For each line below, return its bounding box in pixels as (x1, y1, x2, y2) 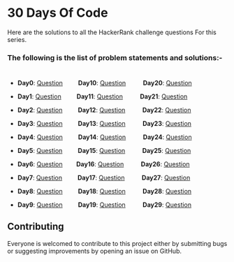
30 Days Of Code (7, 5, 108, 21)
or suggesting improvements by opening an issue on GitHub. (7, 247, 182, 255)
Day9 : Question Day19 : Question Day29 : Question (17, 201, 192, 209)
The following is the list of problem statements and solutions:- (7, 52, 223, 62)
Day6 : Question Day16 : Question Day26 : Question (17, 160, 190, 168)
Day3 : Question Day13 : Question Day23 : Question (17, 119, 192, 128)
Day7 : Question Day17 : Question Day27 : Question (17, 173, 191, 182)
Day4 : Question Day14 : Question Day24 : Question (17, 133, 192, 141)
